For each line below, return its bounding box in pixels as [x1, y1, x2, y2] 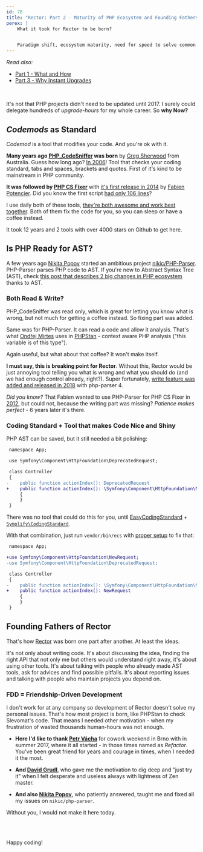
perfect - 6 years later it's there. [6, 407, 86, 414]
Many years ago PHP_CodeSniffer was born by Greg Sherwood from [6, 152, 179, 159]
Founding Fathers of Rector [6, 622, 112, 632]
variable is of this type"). [6, 339, 68, 346]
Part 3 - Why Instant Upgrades [14, 77, 92, 84]
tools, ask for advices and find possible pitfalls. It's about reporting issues [6, 668, 190, 676]
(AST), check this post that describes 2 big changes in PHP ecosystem [6, 272, 182, 279]
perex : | [6, 20, 28, 26]
